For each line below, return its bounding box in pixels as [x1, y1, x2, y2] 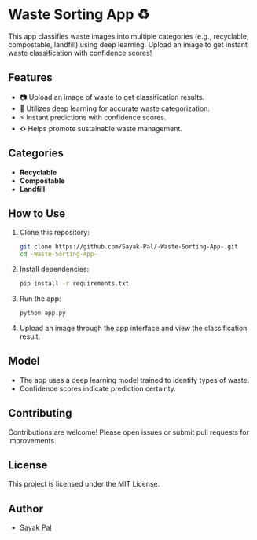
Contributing [8, 406, 72, 420]
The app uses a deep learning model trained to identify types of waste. [19, 375, 250, 384]
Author [8, 501, 43, 516]
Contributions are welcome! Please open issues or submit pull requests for [8, 427, 250, 437]
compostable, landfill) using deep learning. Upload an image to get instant [8, 39, 248, 49]
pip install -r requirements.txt [19, 280, 130, 288]
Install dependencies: [19, 265, 90, 274]
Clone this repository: [19, 228, 90, 237]
